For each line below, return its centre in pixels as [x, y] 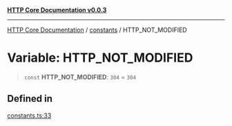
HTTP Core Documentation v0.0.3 [57, 10]
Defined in [30, 99]
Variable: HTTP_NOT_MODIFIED [100, 58]
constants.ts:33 [29, 115]
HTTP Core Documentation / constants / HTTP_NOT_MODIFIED [97, 30]
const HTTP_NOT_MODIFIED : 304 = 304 [80, 77]
